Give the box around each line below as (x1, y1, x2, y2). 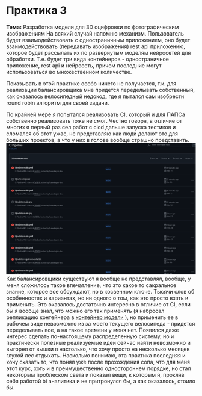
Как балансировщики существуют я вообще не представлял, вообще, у (6, 275, 191, 283)
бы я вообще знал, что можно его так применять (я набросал (6, 308, 165, 315)
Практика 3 (6, 4, 67, 17)
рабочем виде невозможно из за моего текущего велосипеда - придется (6, 320, 195, 327)
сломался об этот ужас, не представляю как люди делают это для (6, 130, 179, 137)
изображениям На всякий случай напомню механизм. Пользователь (6, 29, 185, 37)
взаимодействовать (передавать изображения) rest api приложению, (6, 43, 185, 50)
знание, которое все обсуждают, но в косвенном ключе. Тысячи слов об (6, 288, 195, 295)
